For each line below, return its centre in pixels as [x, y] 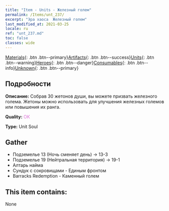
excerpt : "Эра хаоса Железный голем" [46, 19]
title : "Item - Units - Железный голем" [49, 10]
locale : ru [17, 29]
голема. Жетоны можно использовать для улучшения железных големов [85, 101]
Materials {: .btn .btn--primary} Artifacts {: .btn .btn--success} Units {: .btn [80, 57]
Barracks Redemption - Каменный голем [56, 176]
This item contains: [36, 192]
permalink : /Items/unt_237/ [35, 15]
